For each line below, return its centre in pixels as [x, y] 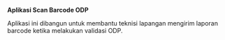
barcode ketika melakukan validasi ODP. [65, 31]
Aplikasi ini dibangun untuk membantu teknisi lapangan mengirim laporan [113, 23]
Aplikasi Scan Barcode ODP [48, 10]
